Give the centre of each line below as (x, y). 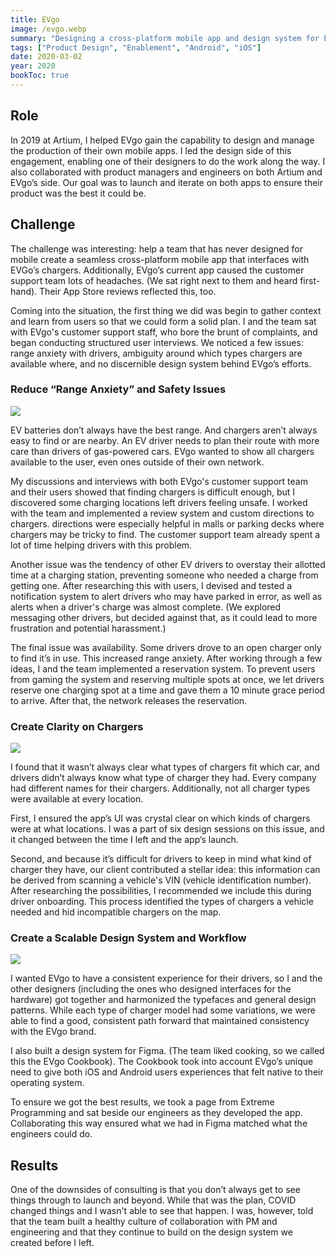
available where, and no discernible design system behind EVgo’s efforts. (161, 363)
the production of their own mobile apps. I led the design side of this (151, 150)
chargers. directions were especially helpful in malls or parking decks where (167, 523)
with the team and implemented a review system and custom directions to (162, 513)
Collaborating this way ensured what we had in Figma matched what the (159, 1123)
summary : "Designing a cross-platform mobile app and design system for (165, 38)
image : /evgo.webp (48, 29)
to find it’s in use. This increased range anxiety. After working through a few (166, 658)
